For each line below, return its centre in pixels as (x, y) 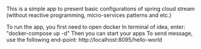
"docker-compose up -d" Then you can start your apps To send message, (100, 33)
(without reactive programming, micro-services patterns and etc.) (89, 15)
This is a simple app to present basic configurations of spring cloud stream (101, 9)
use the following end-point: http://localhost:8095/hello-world (84, 40)
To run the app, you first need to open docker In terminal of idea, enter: (96, 27)
